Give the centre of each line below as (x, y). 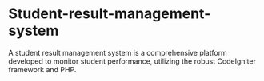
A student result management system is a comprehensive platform (118, 52)
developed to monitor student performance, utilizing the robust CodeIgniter (132, 61)
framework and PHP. (42, 69)
